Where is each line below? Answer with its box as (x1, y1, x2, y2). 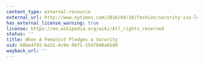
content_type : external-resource (6, 8, 91, 15)
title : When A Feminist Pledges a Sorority (6, 37, 118, 43)
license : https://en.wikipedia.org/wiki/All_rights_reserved (6, 25, 165, 32)
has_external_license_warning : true (6, 20, 99, 26)
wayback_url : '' (6, 48, 47, 54)
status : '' (6, 31, 34, 37)
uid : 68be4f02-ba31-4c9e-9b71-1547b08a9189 (6, 43, 118, 49)
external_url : (6, 14, 42, 20)
